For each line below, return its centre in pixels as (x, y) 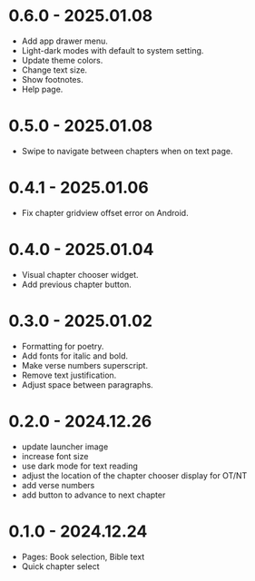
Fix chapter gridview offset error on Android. (105, 212)
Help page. (42, 89)
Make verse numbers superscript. (85, 365)
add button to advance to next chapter (93, 495)
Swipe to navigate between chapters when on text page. (127, 151)
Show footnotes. (52, 79)
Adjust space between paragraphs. (87, 384)
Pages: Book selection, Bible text (83, 556)
